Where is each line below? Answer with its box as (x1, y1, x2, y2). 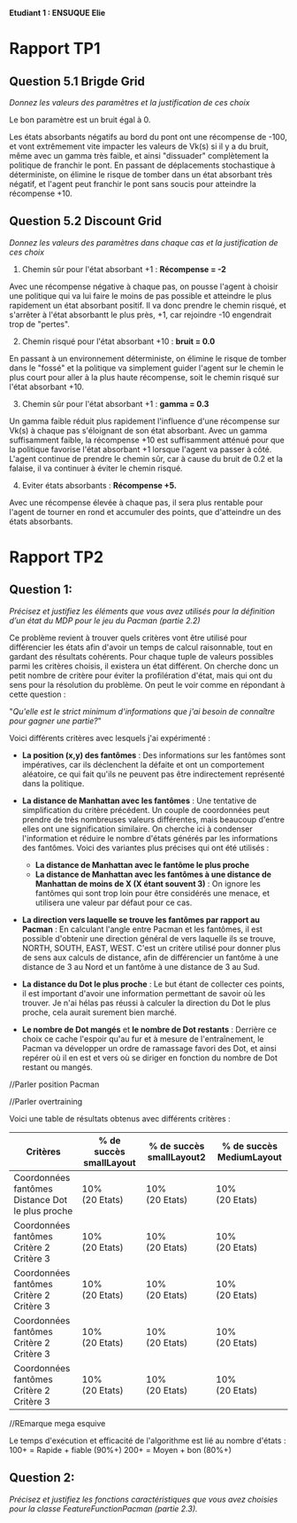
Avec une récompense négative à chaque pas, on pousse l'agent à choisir (9, 281, 278, 292)
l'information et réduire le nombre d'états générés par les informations (21, 832, 278, 843)
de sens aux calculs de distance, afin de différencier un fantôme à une (21, 952, 279, 963)
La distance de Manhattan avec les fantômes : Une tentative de (21, 795, 257, 806)
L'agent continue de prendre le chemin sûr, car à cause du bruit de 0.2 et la (9, 453, 283, 464)
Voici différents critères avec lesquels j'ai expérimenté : (9, 732, 210, 743)
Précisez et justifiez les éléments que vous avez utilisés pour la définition (9, 605, 276, 616)
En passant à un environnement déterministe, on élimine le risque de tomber (9, 353, 287, 363)
